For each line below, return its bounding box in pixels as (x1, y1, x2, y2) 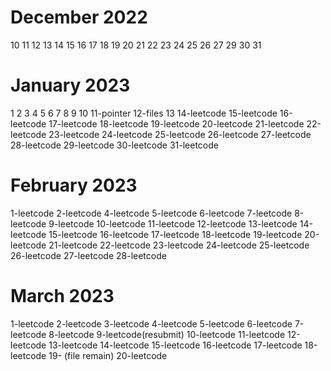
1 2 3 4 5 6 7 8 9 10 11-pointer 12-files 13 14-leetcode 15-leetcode (10, 107, 278, 119)
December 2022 (10, 6, 148, 29)
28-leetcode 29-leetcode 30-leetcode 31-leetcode (10, 139, 219, 151)
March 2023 (10, 285, 115, 307)
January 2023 (10, 74, 131, 97)
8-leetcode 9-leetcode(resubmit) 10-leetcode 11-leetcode (48, 328, 286, 340)
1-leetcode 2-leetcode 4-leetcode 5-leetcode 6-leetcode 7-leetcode (10, 207, 293, 219)
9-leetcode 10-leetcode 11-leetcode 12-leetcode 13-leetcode (48, 217, 298, 230)
